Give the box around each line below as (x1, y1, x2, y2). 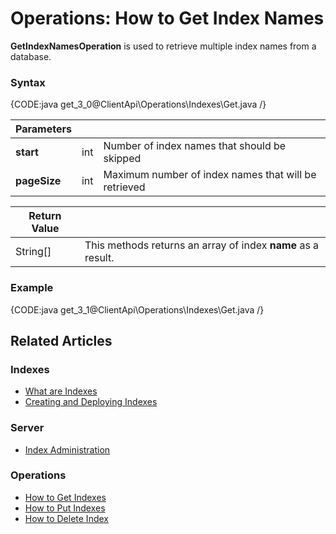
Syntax (10, 75, 46, 89)
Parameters (15, 122, 72, 136)
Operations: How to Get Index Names (10, 7, 325, 30)
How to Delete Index (24, 512, 109, 524)
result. (84, 251, 115, 265)
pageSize (15, 174, 62, 188)
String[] (15, 245, 52, 259)
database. (10, 50, 52, 62)
